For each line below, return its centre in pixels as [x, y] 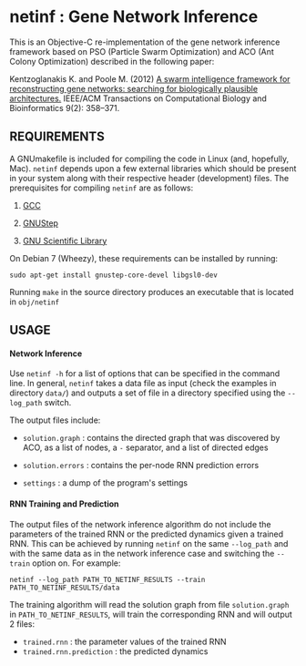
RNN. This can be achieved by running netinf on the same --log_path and [149, 543]
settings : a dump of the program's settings [105, 483]
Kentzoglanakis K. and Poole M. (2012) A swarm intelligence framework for [150, 78]
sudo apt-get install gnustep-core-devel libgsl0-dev [114, 275]
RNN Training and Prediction [65, 504]
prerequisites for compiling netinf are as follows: [102, 188]
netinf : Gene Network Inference [134, 17]
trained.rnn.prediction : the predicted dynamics [115, 651]
